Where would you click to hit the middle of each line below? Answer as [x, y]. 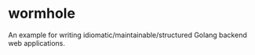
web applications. [36, 43]
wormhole [42, 14]
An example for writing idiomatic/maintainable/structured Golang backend [127, 35]
